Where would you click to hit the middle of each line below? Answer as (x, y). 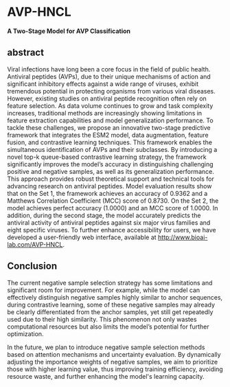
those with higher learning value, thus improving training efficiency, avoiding (115, 369)
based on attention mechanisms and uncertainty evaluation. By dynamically (114, 354)
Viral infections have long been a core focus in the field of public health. (109, 69)
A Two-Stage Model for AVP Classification (69, 31)
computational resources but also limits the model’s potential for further (108, 327)
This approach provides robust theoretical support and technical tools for (111, 179)
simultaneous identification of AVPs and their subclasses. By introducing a (112, 149)
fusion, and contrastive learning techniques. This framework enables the (110, 142)
